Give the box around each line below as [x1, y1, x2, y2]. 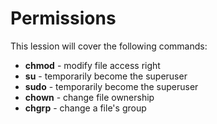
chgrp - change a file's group [24, 102, 147, 114]
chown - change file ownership [24, 91, 155, 103]
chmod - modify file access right [24, 59, 161, 71]
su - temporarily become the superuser [24, 70, 188, 82]
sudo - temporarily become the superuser [24, 80, 199, 92]
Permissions [10, 7, 117, 30]
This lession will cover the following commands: [10, 40, 208, 52]
